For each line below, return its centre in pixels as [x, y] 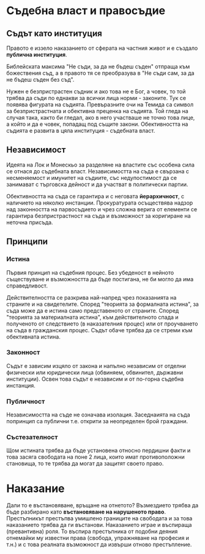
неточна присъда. [30, 222]
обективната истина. [34, 337]
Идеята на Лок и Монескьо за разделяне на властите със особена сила [100, 165]
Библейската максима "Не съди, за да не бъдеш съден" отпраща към [98, 66]
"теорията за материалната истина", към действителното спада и [92, 317]
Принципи [27, 242]
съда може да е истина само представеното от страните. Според [93, 310]
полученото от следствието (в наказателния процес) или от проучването [102, 324]
